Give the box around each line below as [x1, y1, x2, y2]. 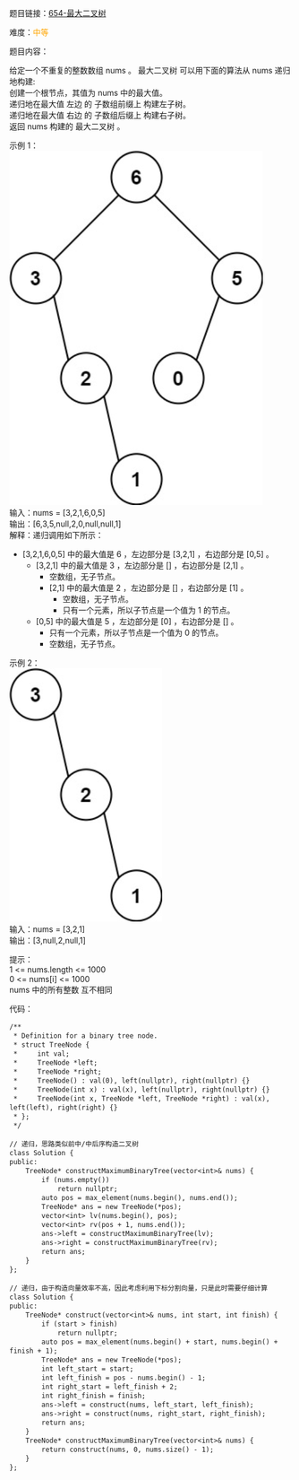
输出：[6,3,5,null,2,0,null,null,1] [9, 518, 122, 529]
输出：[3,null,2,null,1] [9, 936, 87, 945]
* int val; [13, 1049, 70, 1058]
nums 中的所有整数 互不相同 [9, 985, 114, 995]
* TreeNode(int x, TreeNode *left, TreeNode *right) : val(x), [13, 1094, 270, 1103]
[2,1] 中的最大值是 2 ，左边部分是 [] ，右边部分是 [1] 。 [48, 582, 249, 593]
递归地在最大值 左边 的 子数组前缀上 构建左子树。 [9, 99, 191, 109]
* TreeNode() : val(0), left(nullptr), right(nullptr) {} [13, 1076, 251, 1085]
